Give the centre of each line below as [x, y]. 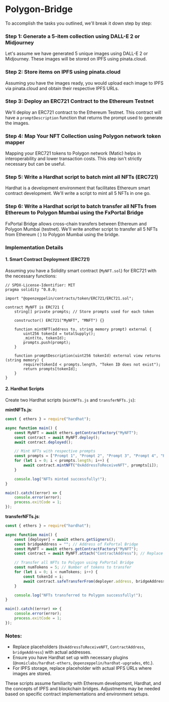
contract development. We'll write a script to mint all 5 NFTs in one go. [78, 193]
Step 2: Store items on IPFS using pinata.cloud [63, 72]
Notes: [14, 636]
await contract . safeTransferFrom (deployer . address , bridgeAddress [94, 581]
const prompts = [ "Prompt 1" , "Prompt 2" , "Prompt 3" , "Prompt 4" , [86, 456]
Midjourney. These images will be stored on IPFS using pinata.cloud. [76, 59]
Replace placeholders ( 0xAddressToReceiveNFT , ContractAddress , [79, 647]
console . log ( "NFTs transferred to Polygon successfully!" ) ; [78, 595]
